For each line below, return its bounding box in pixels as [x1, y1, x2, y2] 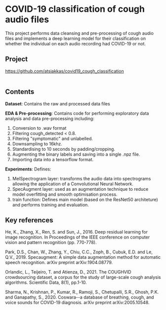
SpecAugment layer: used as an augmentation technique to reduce [12, 186, 149, 192]
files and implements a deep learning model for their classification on [5, 35, 146, 41]
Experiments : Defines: [5, 166, 51, 172]
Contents [5, 88, 35, 96]
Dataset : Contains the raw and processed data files [5, 101, 110, 106]
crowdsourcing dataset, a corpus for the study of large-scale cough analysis [5, 275, 161, 280]
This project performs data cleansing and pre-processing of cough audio [5, 30, 154, 36]
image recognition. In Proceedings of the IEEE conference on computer [5, 234, 150, 240]
